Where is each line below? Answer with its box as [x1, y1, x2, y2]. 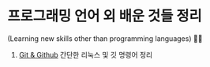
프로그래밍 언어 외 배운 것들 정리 [7, 7, 202, 25]
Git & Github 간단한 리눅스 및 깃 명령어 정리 [18, 50, 153, 59]
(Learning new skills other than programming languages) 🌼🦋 [7, 33, 203, 43]
